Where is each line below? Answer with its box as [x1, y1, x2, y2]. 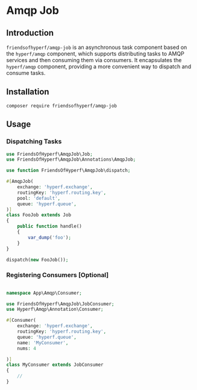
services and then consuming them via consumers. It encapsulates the [6, 57, 182, 63]
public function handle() [17, 223, 83, 229]
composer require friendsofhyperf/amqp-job [6, 103, 117, 109]
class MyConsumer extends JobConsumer [6, 362, 104, 368]
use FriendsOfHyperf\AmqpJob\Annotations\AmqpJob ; [6, 156, 136, 163]
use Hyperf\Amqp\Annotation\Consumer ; [6, 306, 104, 313]
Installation [6, 87, 49, 97]
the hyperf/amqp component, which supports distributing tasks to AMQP [6, 50, 185, 57]
